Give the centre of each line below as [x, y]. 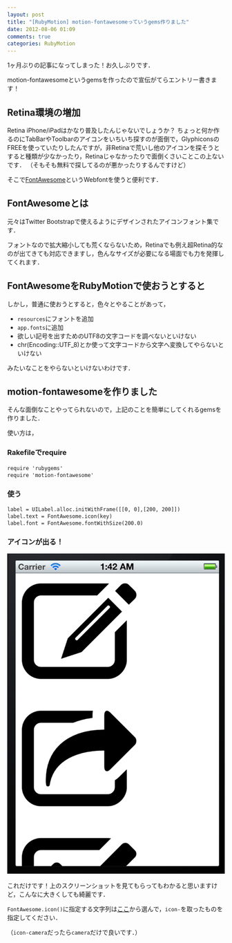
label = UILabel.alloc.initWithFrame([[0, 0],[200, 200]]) [94, 509]
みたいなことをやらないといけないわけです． [71, 368]
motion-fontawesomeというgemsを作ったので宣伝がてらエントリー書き [109, 80]
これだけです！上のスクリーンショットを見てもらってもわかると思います [109, 886]
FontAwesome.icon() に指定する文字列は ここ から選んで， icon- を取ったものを [115, 909]
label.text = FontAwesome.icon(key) [60, 516]
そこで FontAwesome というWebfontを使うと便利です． [85, 179]
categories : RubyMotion [41, 44]
